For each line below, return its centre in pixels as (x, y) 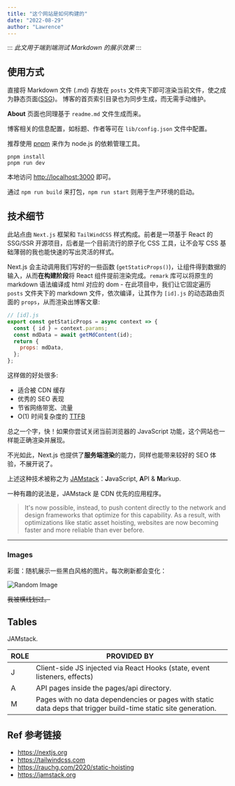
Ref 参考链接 (34, 735)
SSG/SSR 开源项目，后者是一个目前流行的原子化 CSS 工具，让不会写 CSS (113, 243)
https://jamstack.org (47, 774)
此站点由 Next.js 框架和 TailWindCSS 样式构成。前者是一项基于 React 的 (110, 234)
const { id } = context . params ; (61, 328)
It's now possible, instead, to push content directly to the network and (125, 507)
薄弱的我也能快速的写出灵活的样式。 (65, 252)
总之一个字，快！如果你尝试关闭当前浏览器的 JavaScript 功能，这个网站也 (113, 431)
